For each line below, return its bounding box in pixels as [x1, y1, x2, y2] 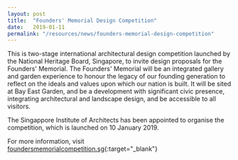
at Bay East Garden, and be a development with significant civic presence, [7, 87, 225, 96]
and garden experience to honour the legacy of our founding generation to [7, 72, 226, 81]
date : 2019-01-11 [7, 23, 65, 30]
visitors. [7, 102, 31, 110]
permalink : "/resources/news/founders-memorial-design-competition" [7, 30, 215, 38]
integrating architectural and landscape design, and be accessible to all [7, 95, 217, 103]
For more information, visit [7, 137, 85, 146]
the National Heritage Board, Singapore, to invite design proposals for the [7, 57, 222, 66]
